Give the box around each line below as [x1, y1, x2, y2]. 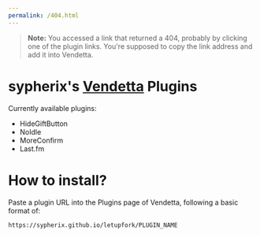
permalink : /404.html [8, 11, 80, 20]
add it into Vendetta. [27, 50, 94, 59]
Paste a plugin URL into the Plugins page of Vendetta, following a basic [8, 198, 239, 207]
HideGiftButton [19, 119, 69, 128]
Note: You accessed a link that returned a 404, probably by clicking [27, 33, 248, 43]
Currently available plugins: [8, 103, 97, 113]
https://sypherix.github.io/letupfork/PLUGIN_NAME [8, 221, 178, 229]
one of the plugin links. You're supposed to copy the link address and [27, 41, 253, 51]
